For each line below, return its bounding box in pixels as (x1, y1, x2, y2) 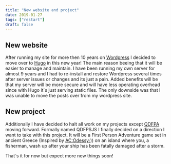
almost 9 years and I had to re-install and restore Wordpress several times (5, 71, 162, 77)
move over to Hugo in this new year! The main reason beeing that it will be (5, 60, 163, 66)
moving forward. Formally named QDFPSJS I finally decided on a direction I (5, 126, 165, 132)
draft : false (5, 22, 33, 27)
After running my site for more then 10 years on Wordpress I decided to (5, 54, 156, 60)
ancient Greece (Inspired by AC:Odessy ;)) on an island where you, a (5, 137, 149, 143)
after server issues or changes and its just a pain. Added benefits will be (5, 76, 158, 83)
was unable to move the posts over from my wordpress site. (5, 93, 132, 99)
